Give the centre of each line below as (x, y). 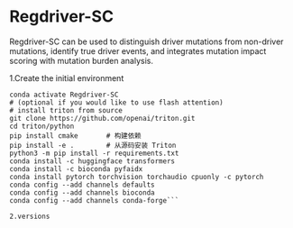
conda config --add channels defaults (82, 185)
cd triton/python (42, 126)
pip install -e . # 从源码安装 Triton (93, 145)
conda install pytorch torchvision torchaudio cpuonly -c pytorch (137, 177)
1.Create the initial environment (67, 78)
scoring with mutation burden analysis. (82, 60)
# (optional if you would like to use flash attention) (116, 102)
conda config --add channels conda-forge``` (94, 200)
